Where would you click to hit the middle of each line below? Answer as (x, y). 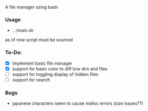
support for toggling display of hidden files (55, 74)
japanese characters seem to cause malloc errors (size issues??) (78, 103)
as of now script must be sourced (39, 40)
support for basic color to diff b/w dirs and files (60, 68)
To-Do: (13, 52)
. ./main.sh (23, 30)
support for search (31, 80)
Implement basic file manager (42, 63)
